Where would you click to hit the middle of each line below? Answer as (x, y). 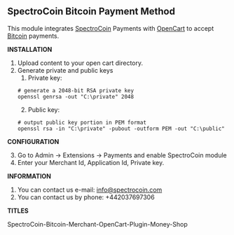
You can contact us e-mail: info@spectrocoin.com (90, 190)
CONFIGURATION (33, 141)
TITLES (18, 211)
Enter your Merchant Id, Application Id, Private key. (91, 162)
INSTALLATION (30, 49)
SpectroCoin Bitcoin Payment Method (91, 12)
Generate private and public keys (65, 70)
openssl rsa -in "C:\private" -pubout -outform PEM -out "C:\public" (121, 129)
